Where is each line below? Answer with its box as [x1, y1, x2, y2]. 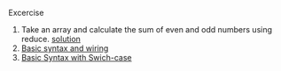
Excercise [8, 8, 44, 18]
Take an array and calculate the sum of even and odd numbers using [20, 25, 272, 34]
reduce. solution [20, 34, 82, 44]
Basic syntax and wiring [20, 43, 109, 53]
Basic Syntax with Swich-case [20, 53, 132, 62]
